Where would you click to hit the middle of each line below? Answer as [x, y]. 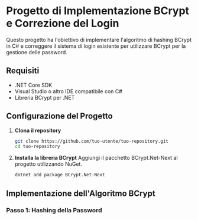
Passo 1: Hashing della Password [54, 210]
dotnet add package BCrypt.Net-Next [60, 175]
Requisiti [23, 71]
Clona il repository [38, 130]
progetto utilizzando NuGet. [48, 164]
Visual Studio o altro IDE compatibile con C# [69, 91]
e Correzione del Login [63, 23]
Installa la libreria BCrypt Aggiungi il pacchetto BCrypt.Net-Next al [96, 158]
